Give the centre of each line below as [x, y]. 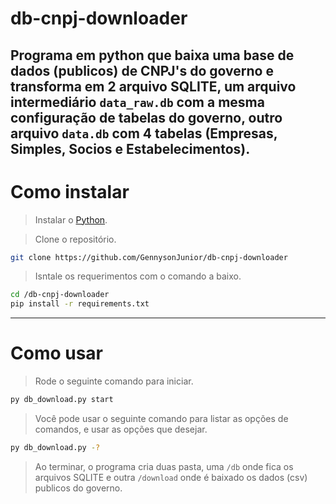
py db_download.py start [62, 400]
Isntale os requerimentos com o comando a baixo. [138, 276]
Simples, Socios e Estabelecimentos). [130, 148]
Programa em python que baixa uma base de [152, 55]
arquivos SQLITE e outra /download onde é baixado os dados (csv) [171, 477]
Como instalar [70, 191]
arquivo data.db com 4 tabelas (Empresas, [144, 133]
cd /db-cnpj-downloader [60, 295]
